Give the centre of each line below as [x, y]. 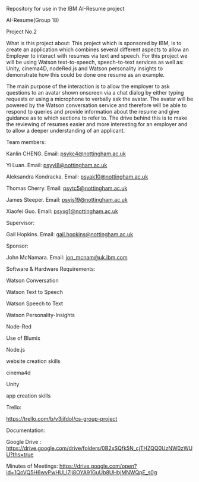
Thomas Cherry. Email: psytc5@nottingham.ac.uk [67, 188]
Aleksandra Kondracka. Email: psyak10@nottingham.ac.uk [77, 177]
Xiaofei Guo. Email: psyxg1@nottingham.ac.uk [62, 211]
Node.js [16, 350]
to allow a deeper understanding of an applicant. [66, 131]
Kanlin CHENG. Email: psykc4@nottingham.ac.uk [66, 154]
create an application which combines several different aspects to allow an [97, 49]
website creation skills [33, 361]
